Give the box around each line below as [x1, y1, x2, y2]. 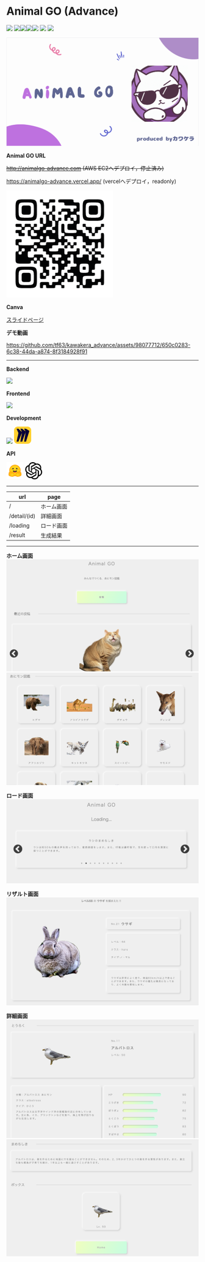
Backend [6, 365, 29, 373]
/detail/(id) [9, 512, 36, 520]
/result [9, 531, 26, 539]
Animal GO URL [6, 152, 46, 160]
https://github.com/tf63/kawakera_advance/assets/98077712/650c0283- [6, 342, 191, 349]
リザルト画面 [6, 890, 38, 897]
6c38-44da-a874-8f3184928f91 [6, 348, 87, 356]
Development [6, 414, 41, 422]
